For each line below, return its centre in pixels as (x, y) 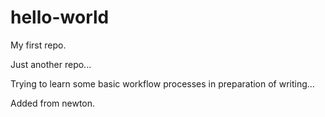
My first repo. (38, 45)
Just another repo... (51, 64)
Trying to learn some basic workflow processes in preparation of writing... (162, 83)
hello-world (60, 17)
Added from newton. (53, 103)
